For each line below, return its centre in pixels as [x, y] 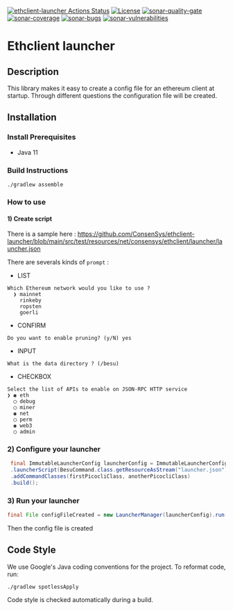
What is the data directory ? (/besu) [63, 364]
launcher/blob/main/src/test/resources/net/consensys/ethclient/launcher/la [115, 241]
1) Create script [30, 218]
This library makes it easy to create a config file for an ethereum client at [111, 88]
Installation [32, 118]
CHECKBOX [34, 377]
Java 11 [27, 152]
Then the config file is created [50, 528]
